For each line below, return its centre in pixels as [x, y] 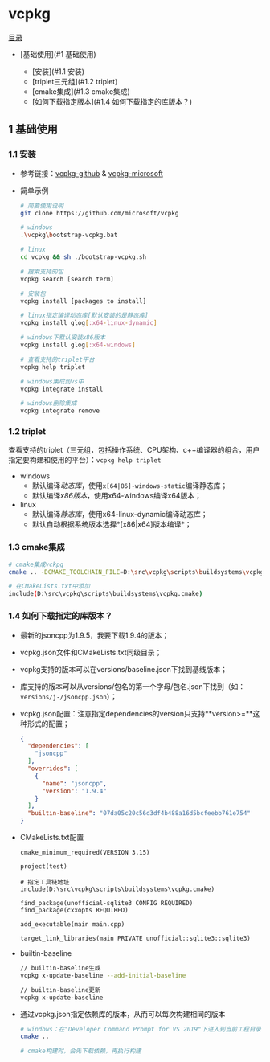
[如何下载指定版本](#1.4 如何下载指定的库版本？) [112, 101]
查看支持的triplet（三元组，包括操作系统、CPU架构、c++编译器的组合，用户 [134, 450]
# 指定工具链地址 [45, 882]
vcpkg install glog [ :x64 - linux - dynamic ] [88, 323]
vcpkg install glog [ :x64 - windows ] [78, 345]
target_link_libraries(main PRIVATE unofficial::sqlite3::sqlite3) [135, 939]
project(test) [43, 867]
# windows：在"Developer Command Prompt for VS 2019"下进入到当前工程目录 [140, 1029]
